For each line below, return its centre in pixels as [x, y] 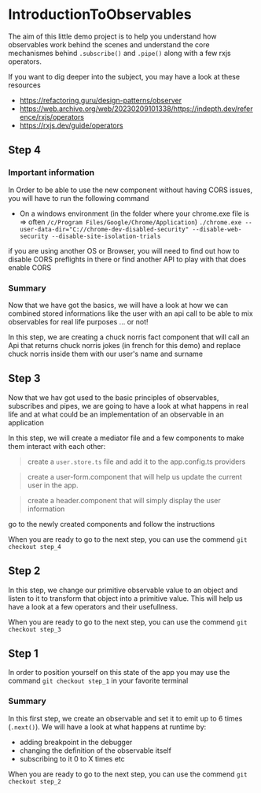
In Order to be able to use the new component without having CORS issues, [130, 190]
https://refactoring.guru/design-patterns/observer [101, 100]
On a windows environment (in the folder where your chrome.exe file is [134, 213]
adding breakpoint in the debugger [76, 742]
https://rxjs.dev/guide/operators [71, 125]
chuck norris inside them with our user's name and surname [105, 354]
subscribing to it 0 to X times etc [72, 758]
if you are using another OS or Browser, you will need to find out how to [124, 250]
